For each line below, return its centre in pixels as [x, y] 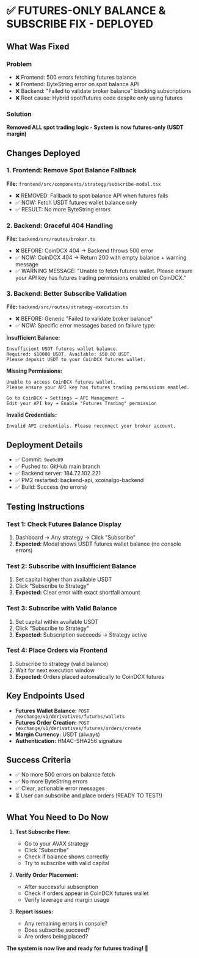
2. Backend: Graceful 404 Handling [60, 225]
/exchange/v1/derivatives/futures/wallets [70, 716]
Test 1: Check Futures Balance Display [64, 524]
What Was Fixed [38, 46]
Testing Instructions [45, 507]
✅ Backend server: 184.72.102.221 [58, 474]
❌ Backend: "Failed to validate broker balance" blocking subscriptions [103, 91]
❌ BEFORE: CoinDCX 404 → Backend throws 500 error [84, 250]
